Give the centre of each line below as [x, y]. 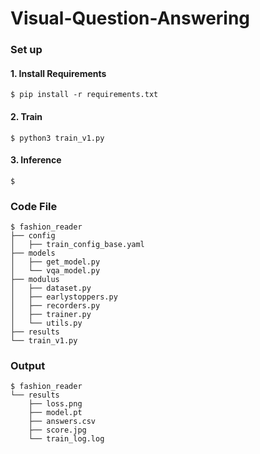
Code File [34, 206]
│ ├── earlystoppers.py [64, 297]
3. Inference [36, 160]
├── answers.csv [62, 422]
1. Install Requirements [58, 73]
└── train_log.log [66, 439]
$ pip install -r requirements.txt [84, 95]
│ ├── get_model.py [55, 262]
